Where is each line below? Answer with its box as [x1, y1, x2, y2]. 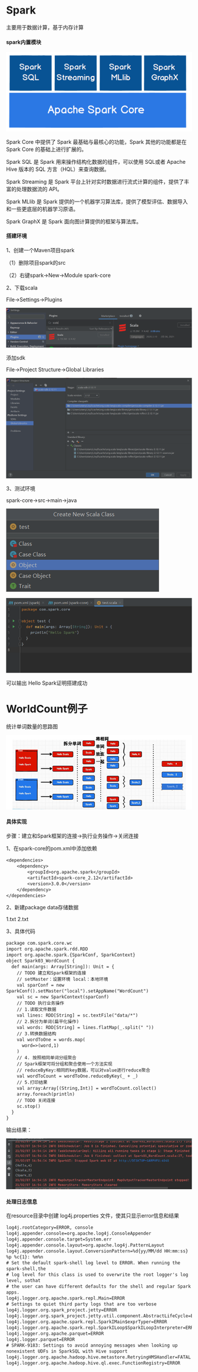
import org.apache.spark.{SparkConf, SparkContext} [6, 952, 136, 958]
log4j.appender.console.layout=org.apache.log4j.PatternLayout [6, 1242, 165, 1248]
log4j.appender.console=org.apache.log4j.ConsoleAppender [6, 1231, 151, 1236]
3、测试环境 [6, 484, 35, 492]
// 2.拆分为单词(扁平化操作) [16, 1018, 80, 1024]
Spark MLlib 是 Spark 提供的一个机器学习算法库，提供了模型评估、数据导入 [6, 198, 189, 205]
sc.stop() [16, 1103, 41, 1109]
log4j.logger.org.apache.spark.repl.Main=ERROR [6, 1295, 126, 1301]
